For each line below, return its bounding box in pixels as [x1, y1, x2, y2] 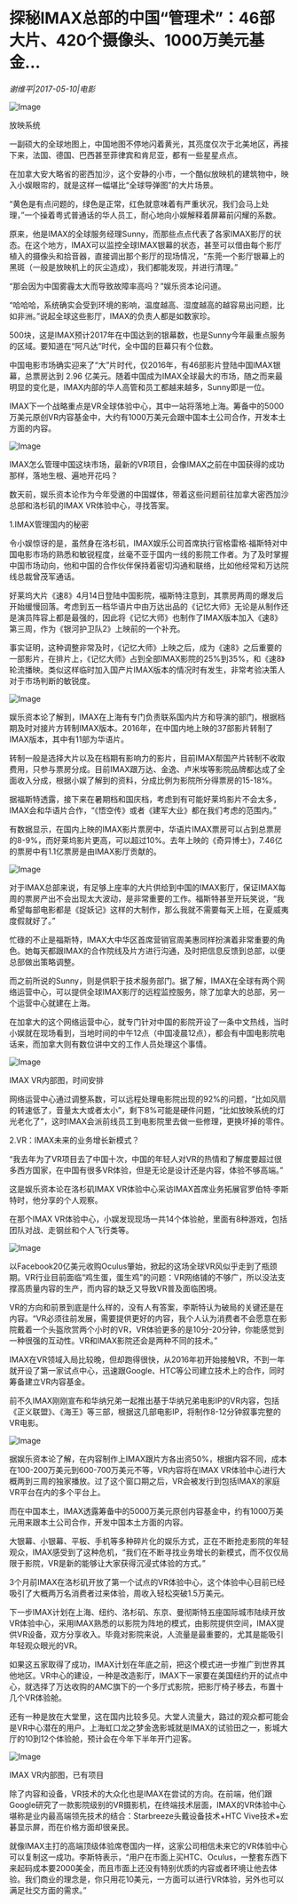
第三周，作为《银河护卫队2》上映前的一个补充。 [9, 623, 185, 633]
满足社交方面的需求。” [9, 1884, 87, 1895]
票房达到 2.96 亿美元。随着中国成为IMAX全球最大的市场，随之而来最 [32, 370, 284, 381]
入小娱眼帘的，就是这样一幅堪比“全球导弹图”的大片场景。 [9, 179, 219, 190]
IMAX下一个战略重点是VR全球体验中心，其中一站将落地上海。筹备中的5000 [9, 401, 285, 411]
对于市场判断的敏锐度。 [9, 675, 95, 686]
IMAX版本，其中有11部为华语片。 [9, 734, 129, 745]
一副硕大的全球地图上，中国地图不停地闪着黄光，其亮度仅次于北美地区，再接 [9, 139, 289, 149]
